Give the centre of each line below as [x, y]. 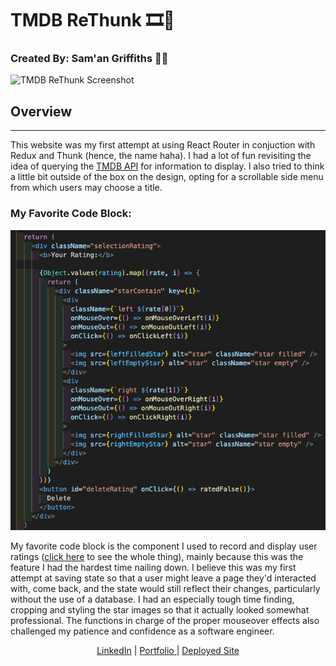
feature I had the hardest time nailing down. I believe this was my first [153, 568]
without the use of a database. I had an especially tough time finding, [152, 599]
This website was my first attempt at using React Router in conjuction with [163, 145]
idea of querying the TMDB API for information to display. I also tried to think [167, 166]
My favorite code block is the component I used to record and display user [164, 546]
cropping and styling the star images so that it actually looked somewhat [160, 610]
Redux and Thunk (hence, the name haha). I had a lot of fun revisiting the [161, 156]
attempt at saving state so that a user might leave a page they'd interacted [163, 578]
